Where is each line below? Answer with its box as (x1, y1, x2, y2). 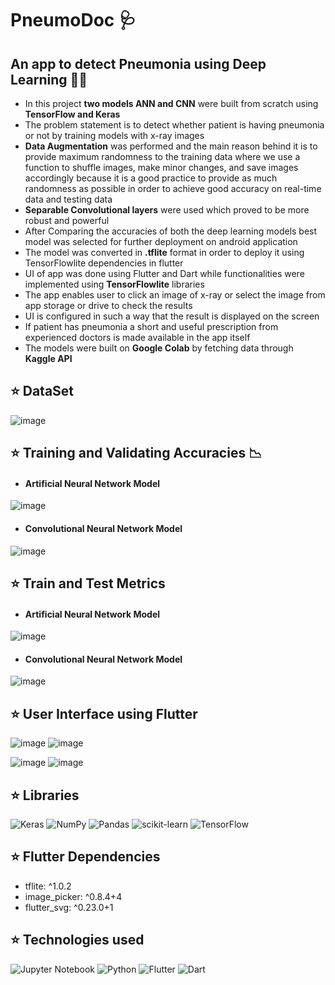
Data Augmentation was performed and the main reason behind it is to (24, 140, 318, 152)
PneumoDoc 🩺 (10, 9, 137, 32)
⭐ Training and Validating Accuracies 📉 (10, 445, 263, 462)
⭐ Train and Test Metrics (10, 575, 166, 592)
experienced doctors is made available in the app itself (24, 332, 251, 343)
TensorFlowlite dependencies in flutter (24, 257, 184, 269)
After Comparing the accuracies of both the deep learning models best (24, 225, 318, 237)
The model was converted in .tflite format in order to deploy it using (24, 247, 305, 258)
